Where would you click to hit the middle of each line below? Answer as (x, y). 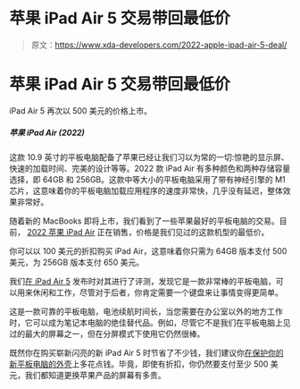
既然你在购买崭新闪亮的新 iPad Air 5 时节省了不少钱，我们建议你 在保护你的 (146, 352)
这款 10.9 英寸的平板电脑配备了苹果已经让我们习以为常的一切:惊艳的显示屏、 (149, 156)
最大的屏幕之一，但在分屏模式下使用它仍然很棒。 (115, 334)
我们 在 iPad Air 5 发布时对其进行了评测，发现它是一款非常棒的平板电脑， (143, 281)
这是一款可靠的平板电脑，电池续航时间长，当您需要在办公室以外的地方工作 (146, 311)
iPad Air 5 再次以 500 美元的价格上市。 (81, 110)
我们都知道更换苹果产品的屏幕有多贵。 (95, 375)
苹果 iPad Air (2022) (47, 133)
